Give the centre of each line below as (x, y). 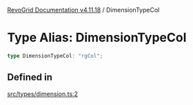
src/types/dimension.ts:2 (42, 94)
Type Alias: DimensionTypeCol (97, 38)
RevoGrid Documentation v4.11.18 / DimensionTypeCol (83, 10)
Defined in (30, 77)
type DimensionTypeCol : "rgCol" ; (55, 56)
